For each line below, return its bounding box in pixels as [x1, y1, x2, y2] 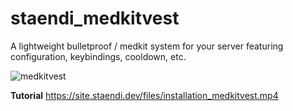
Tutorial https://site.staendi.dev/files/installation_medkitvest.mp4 [10, 89, 279, 101]
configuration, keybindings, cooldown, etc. [10, 50, 187, 62]
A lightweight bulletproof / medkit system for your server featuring [10, 40, 284, 52]
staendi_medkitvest [10, 7, 180, 30]
